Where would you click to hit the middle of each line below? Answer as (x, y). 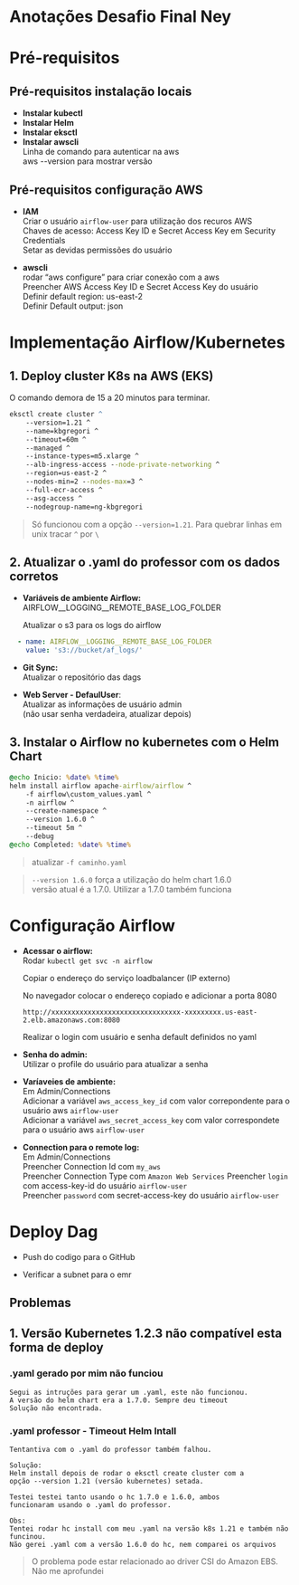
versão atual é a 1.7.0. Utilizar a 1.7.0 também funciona (131, 889)
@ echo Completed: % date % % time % (70, 845)
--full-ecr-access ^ (64, 490)
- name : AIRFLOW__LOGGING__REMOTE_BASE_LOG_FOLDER (115, 642)
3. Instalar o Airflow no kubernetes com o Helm (145, 743)
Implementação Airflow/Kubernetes (148, 343)
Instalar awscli (51, 142)
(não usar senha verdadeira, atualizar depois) (107, 714)
